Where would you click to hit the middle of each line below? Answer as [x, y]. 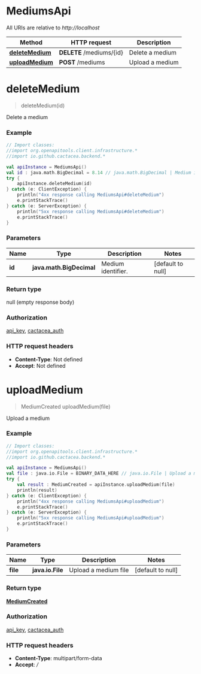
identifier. [115, 271]
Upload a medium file [99, 570]
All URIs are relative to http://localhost [53, 28]
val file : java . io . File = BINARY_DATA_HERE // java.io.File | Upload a [99, 474]
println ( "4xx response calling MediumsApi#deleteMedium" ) [91, 195]
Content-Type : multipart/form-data [59, 658]
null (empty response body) [40, 302]
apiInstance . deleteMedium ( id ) [55, 184]
